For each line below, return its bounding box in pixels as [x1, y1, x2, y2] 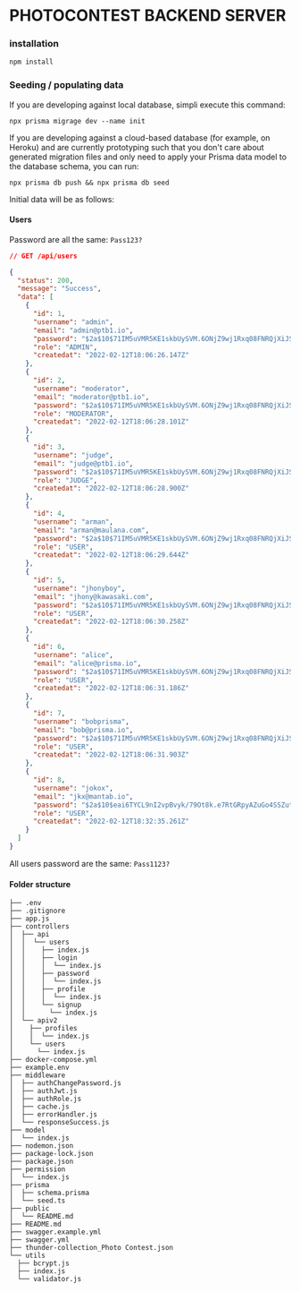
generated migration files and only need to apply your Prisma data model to [9, 151, 287, 162]
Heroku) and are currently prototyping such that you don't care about [9, 141, 265, 152]
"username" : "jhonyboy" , [32, 584, 126, 593]
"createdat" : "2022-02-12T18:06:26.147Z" [32, 351, 190, 360]
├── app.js [9, 914, 50, 923]
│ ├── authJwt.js [9, 1087, 78, 1096]
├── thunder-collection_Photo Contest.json [9, 1244, 174, 1253]
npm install [9, 57, 54, 67]
